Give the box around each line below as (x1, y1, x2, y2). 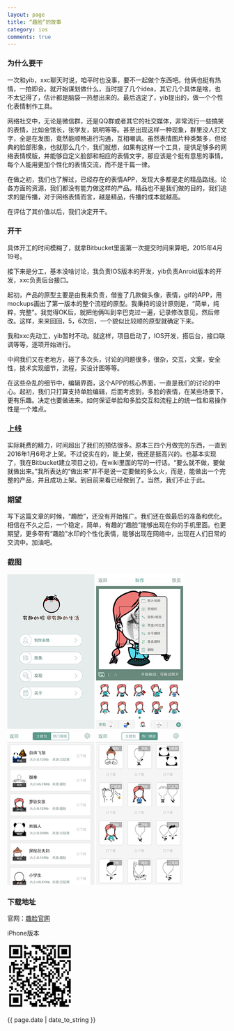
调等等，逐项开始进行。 (7, 340, 75, 349)
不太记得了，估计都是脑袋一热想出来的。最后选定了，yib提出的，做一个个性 (7, 93, 224, 101)
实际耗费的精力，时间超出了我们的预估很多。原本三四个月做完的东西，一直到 (7, 441, 227, 450)
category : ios (7, 26, 49, 33)
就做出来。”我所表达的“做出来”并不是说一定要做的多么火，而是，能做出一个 (7, 467, 220, 475)
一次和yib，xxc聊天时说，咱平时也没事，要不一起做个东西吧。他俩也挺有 (7, 75, 215, 84)
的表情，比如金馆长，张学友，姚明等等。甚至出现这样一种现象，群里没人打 (7, 125, 221, 134)
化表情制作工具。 (7, 102, 56, 110)
